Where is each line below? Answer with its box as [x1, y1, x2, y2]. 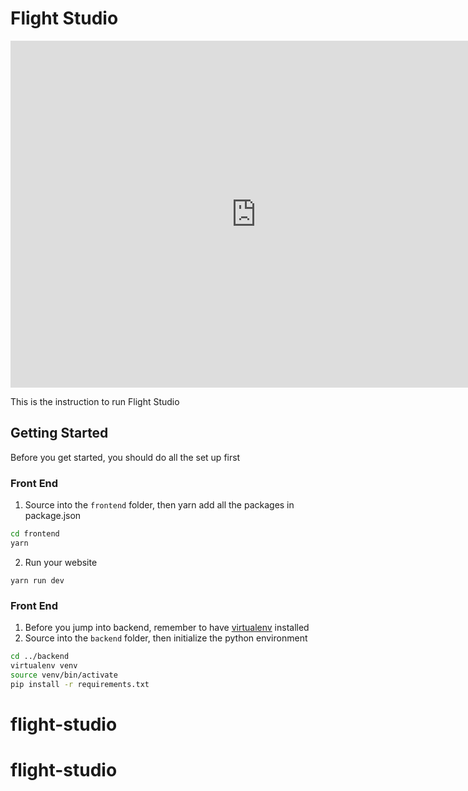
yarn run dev [10, 575, 65, 586]
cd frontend [10, 529, 60, 539]
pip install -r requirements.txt [10, 679, 150, 689]
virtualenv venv [10, 660, 78, 671]
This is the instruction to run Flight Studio [10, 395, 180, 407]
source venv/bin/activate [10, 670, 118, 680]
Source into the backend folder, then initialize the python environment [24, 632, 308, 644]
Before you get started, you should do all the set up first [10, 451, 241, 463]
